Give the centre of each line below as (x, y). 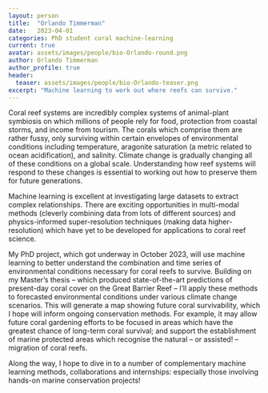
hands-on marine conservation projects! (75, 380)
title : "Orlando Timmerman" (57, 23)
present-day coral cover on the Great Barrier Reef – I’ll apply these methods (133, 288)
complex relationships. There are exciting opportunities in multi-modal (124, 205)
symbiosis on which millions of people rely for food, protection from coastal (133, 122)
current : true (32, 46)
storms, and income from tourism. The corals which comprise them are (125, 130)
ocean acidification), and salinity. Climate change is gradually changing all (130, 155)
